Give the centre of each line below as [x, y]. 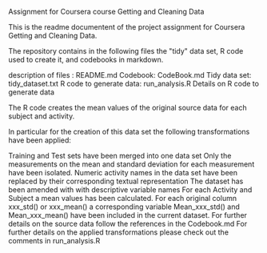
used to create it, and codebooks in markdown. [86, 60]
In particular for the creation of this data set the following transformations [129, 132]
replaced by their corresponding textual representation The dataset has [126, 181]
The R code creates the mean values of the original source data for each [128, 108]
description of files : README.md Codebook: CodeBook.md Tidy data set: [130, 75]
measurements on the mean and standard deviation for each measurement [132, 164]
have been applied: [40, 140]
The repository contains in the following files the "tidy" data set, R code [126, 51]
